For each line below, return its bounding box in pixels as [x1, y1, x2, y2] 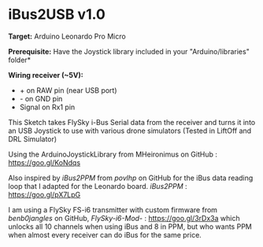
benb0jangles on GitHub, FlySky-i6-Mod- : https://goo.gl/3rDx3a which [8, 213, 240, 223]
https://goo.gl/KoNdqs [8, 157, 81, 167]
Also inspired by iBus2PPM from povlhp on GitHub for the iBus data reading [8, 173, 254, 182]
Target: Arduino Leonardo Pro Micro [8, 31, 126, 41]
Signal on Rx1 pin [19, 102, 76, 112]
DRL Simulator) [8, 134, 57, 143]
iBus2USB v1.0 [8, 6, 106, 24]
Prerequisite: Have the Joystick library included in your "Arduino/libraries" [8, 46, 250, 56]
